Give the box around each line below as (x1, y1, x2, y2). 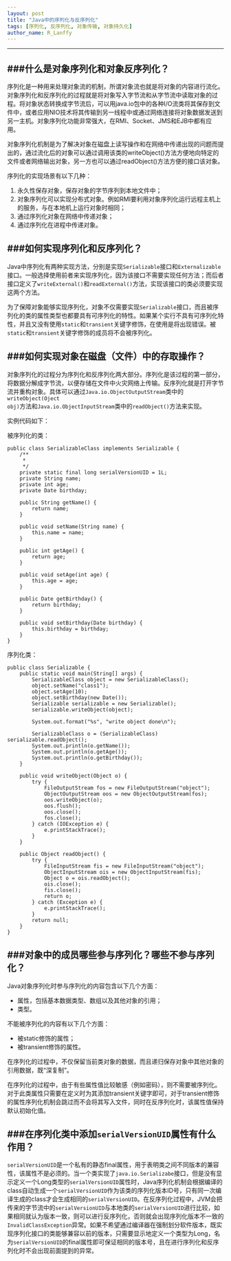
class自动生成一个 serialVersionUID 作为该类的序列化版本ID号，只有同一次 (7, 1187, 216, 1195)
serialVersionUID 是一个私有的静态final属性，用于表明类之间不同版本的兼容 (7, 1161, 219, 1169)
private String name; (19, 475, 81, 482)
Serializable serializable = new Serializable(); (32, 700, 177, 707)
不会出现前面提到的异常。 (25, 1247, 98, 1255)
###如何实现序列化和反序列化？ (7, 243, 142, 254)
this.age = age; (32, 577, 78, 584)
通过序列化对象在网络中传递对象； (16, 212, 114, 221)
